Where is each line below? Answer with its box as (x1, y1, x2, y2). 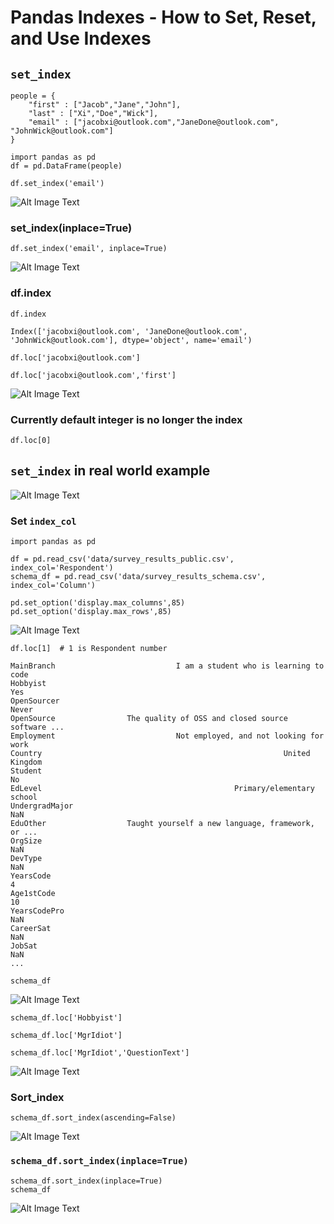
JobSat (10, 941, 38, 951)
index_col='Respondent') (10, 563, 114, 573)
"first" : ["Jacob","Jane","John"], (28, 100, 182, 110)
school (10, 792, 38, 802)
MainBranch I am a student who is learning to (10, 661, 325, 671)
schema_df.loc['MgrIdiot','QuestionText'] (10, 1048, 190, 1058)
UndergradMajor (10, 801, 74, 811)
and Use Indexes (10, 27, 152, 50)
